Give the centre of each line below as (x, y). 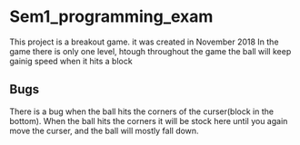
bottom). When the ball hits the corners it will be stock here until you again (149, 121)
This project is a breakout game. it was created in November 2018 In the (144, 42)
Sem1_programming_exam (111, 17)
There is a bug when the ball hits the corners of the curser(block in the (142, 111)
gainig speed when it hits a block (71, 61)
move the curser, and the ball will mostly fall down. (104, 130)
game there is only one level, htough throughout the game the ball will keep (150, 51)
